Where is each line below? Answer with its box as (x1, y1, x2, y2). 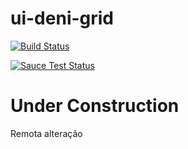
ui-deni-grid (10, 7, 115, 30)
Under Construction (10, 95, 180, 117)
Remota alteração (10, 127, 83, 139)
